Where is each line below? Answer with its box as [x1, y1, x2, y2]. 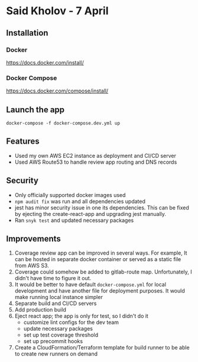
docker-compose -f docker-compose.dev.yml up [6, 120, 120, 126]
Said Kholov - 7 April [6, 4, 109, 18]
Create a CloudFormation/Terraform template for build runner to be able [14, 344, 190, 351]
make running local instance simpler [14, 294, 103, 301]
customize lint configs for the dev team [23, 319, 119, 326]
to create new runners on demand [14, 350, 98, 357]
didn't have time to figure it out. [14, 275, 92, 282]
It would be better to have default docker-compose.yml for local [14, 281, 167, 288]
